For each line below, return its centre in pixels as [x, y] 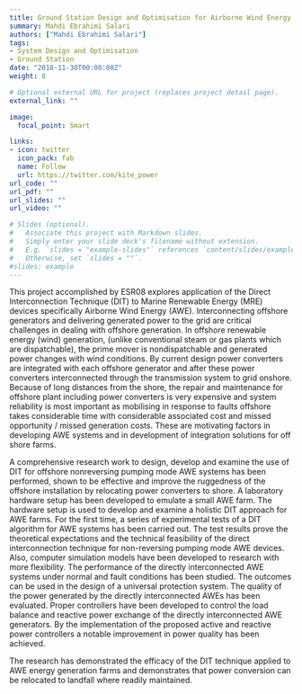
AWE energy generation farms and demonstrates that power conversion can [150, 671]
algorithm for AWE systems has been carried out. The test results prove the [149, 529]
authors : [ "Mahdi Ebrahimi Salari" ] [78, 34]
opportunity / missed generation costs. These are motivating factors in [140, 426]
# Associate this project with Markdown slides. [106, 233]
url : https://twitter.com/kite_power [88, 175]
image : [22, 117]
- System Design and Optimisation [74, 51]
